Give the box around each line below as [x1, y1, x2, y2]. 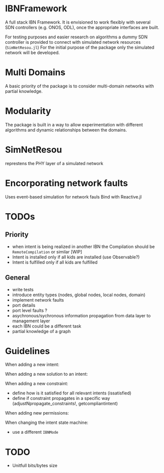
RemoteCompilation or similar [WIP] [12, 249, 82, 254]
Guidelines [5, 345, 50, 357]
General [5, 274, 30, 282]
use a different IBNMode [12, 429, 59, 435]
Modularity [5, 106, 52, 117]
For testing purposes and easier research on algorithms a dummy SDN [5, 34, 148, 40]
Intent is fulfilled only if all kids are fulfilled [12, 259, 98, 265]
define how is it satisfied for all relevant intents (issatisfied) [12, 390, 132, 396]
